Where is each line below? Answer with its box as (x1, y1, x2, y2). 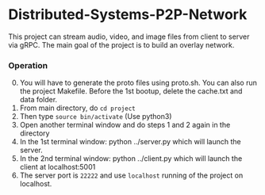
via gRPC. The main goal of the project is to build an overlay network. (8, 40, 235, 49)
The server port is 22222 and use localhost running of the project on (19, 170, 244, 180)
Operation (8, 59, 48, 71)
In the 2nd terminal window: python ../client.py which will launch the (19, 154, 243, 163)
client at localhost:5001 (19, 162, 96, 172)
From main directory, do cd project (19, 103, 136, 113)
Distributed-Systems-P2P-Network (8, 6, 248, 24)
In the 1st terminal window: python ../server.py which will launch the (19, 137, 242, 147)
